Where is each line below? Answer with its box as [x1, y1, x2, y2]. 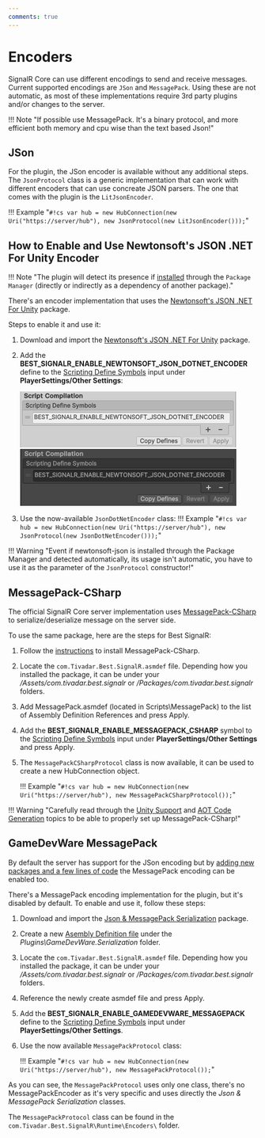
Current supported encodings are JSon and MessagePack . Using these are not [8, 82, 256, 92]
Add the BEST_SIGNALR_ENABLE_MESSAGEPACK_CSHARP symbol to [19, 725, 253, 735]
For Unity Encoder [8, 251, 100, 265]
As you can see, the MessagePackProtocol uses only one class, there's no [8, 1079, 245, 1089]
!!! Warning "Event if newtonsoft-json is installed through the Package [8, 546, 235, 556]
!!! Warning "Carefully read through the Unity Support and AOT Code [8, 805, 232, 815]
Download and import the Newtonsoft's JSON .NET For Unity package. [19, 335, 251, 344]
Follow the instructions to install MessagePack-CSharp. [19, 646, 200, 655]
